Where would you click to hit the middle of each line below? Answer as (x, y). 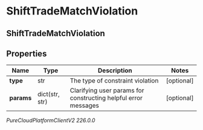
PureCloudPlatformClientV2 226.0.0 (51, 120)
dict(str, (48, 94)
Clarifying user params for (107, 90)
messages (85, 105)
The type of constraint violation (114, 81)
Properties (27, 53)
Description (115, 70)
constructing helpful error (106, 98)
